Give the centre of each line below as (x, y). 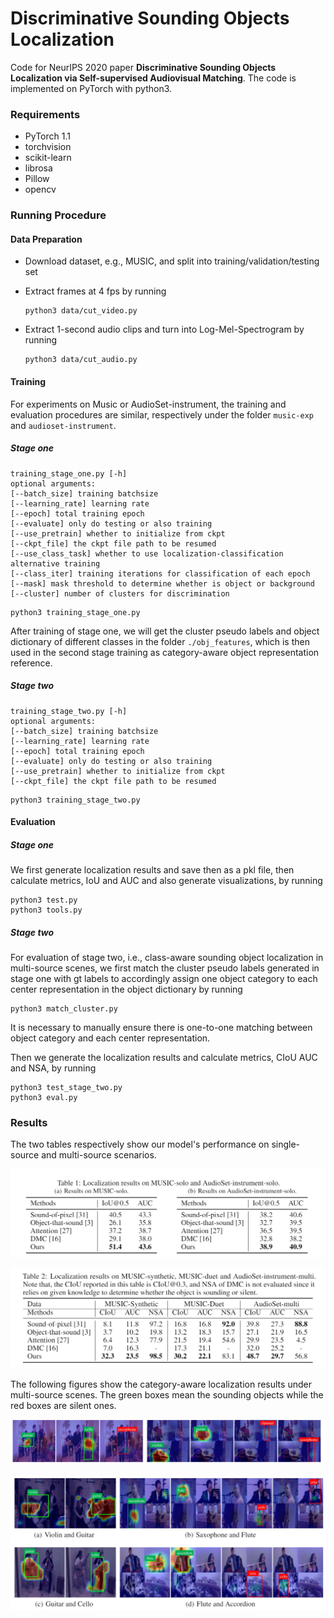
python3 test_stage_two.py (66, 1088)
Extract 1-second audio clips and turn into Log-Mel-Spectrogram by (164, 329)
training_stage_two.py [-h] (69, 711)
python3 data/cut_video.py (81, 311)
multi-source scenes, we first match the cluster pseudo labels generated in (165, 968)
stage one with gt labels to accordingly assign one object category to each (164, 979)
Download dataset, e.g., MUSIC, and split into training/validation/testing (172, 261)
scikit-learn (48, 158)
